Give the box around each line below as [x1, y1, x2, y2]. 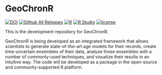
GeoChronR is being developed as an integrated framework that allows [5, 38, 149, 44]
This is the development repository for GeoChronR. [5, 28, 109, 34]
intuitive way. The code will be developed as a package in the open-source [5, 59, 158, 65]
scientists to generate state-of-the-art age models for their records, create [5, 43, 157, 49]
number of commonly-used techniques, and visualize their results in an [5, 53, 149, 59]
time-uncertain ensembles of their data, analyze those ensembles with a [5, 49, 152, 54]
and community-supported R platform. [5, 64, 83, 70]
